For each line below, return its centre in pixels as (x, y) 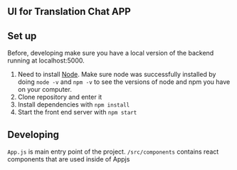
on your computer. (45, 90)
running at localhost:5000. (46, 60)
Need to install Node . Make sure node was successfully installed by (117, 75)
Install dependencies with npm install (74, 105)
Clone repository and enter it (60, 97)
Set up (22, 36)
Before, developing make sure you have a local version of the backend (111, 53)
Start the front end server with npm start (77, 112)
